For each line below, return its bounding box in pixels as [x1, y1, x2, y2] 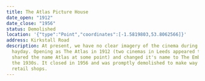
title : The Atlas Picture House [6, 9, 88, 15]
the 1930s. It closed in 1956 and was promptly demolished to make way [12, 60, 198, 66]
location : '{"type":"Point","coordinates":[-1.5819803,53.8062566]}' [6, 32, 187, 38]
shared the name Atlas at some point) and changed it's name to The [12, 54, 190, 60]
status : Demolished [6, 26, 56, 32]
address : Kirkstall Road [6, 37, 70, 43]
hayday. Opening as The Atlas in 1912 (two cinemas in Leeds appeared [12, 49, 195, 55]
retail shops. [12, 65, 48, 72]
